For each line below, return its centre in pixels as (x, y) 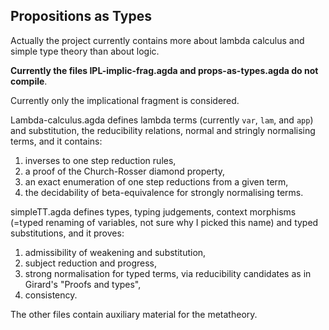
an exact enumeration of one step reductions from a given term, (156, 181)
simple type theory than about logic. (85, 51)
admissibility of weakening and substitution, (115, 252)
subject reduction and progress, (90, 263)
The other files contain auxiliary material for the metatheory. (134, 314)
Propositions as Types (81, 16)
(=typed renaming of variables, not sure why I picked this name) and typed (164, 222)
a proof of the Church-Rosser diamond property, (125, 171)
